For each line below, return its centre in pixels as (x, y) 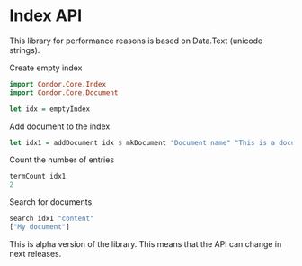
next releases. (36, 253)
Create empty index (46, 68)
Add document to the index (60, 126)
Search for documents (51, 202)
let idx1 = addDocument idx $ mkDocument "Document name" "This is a (142, 142)
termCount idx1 (38, 177)
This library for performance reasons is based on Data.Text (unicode (136, 41)
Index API (46, 16)
